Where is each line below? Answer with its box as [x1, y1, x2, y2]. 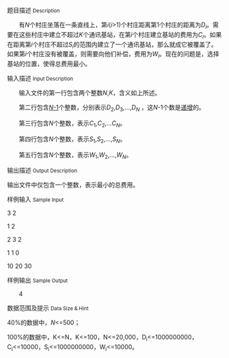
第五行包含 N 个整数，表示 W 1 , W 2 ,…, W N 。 [18, 151, 133, 160]
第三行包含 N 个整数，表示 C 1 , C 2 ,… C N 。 [18, 118, 126, 129]
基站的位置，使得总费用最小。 [7, 60, 91, 68]
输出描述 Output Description [7, 166, 77, 175]
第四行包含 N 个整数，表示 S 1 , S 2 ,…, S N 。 [18, 135, 126, 144]
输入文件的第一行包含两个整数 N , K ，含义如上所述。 [18, 89, 161, 97]
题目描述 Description [7, 6, 60, 14]
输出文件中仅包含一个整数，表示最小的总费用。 [7, 181, 139, 189]
